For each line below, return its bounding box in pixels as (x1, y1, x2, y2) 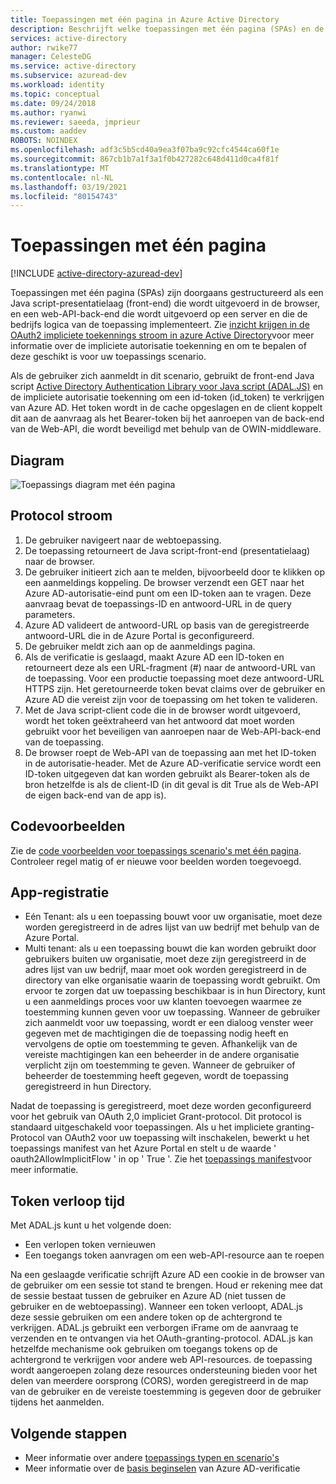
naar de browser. (24, 555, 95, 567)
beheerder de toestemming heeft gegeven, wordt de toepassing (24, 1070, 289, 1082)
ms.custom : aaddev (10, 126, 87, 136)
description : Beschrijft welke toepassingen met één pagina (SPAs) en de (10, 24, 325, 34)
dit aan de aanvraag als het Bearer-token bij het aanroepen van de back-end (10, 412, 325, 425)
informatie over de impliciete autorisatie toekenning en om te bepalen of (10, 340, 307, 352)
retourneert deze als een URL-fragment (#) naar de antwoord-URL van (24, 661, 316, 673)
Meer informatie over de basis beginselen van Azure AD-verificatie (24, 1462, 301, 1475)
